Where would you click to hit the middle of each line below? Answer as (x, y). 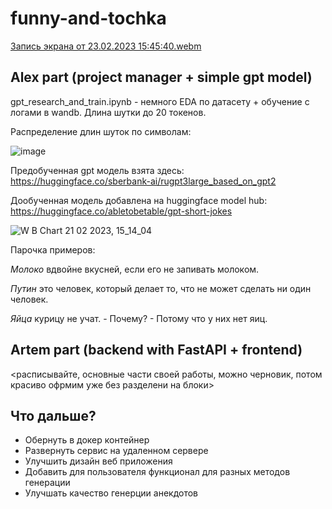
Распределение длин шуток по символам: (101, 131)
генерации (47, 483)
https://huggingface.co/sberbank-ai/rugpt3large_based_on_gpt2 (143, 181)
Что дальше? (53, 415)
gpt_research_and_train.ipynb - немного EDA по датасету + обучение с (160, 101)
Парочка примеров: (53, 249)
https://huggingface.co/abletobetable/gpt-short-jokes (121, 211)
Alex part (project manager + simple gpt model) (161, 77)
